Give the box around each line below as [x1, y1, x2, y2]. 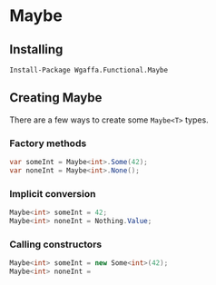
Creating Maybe [9, 90, 103, 105]
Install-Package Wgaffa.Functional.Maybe [9, 65, 169, 74]
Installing [9, 42, 64, 57]
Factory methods [9, 137, 87, 150]
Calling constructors [9, 238, 103, 251]
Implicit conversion [9, 187, 96, 200]
